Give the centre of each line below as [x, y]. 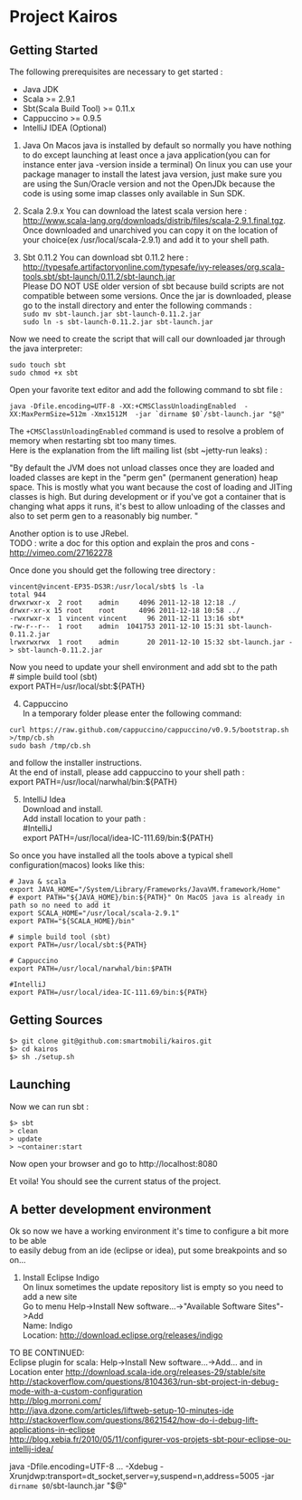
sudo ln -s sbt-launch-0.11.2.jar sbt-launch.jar [118, 322]
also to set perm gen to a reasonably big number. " [104, 516]
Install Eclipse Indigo [61, 1277]
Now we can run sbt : [49, 1106]
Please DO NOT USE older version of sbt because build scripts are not [153, 286]
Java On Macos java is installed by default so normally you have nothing [157, 145]
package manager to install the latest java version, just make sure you [152, 174]
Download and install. [63, 809]
